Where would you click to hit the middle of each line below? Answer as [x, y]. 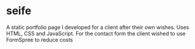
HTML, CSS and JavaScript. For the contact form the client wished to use [96, 33]
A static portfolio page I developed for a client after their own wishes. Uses [97, 27]
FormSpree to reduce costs [40, 40]
